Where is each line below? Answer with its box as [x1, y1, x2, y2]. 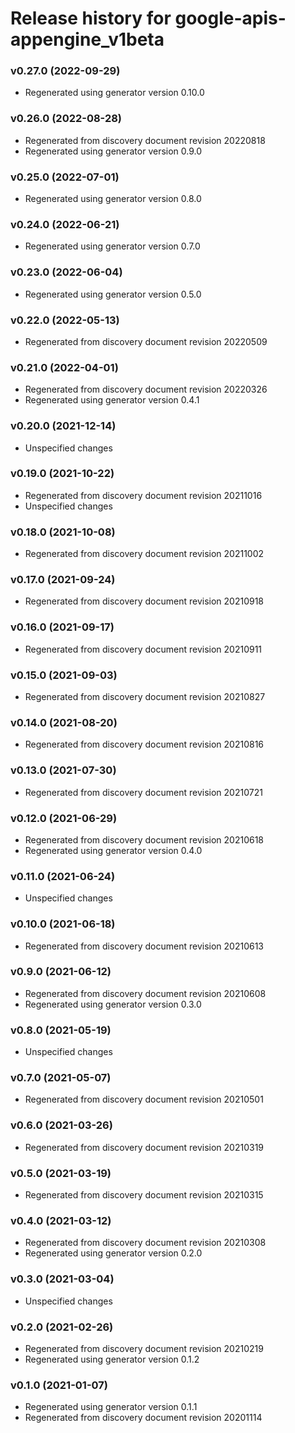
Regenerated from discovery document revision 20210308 [24, 1237, 267, 1249]
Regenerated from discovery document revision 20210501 [24, 1093, 264, 1106]
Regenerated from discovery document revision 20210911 [24, 643, 263, 655]
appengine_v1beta [10, 28, 165, 51]
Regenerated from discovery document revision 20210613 [24, 940, 265, 952]
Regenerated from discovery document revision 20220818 [24, 134, 266, 146]
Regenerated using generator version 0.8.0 [24, 193, 202, 205]
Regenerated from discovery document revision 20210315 [24, 1189, 264, 1201]
